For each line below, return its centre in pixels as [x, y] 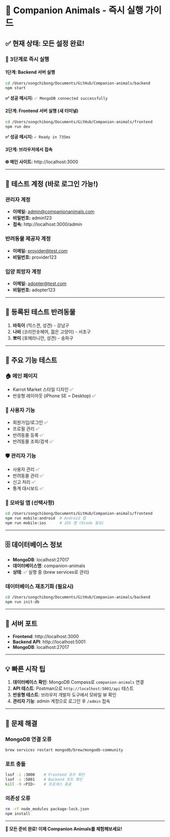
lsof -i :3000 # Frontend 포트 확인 [45, 775]
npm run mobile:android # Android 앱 [46, 518]
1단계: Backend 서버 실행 [30, 72]
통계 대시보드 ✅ [28, 488]
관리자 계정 [18, 199]
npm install [18, 814]
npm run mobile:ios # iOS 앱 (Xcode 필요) [55, 523]
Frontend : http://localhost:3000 [46, 636]
